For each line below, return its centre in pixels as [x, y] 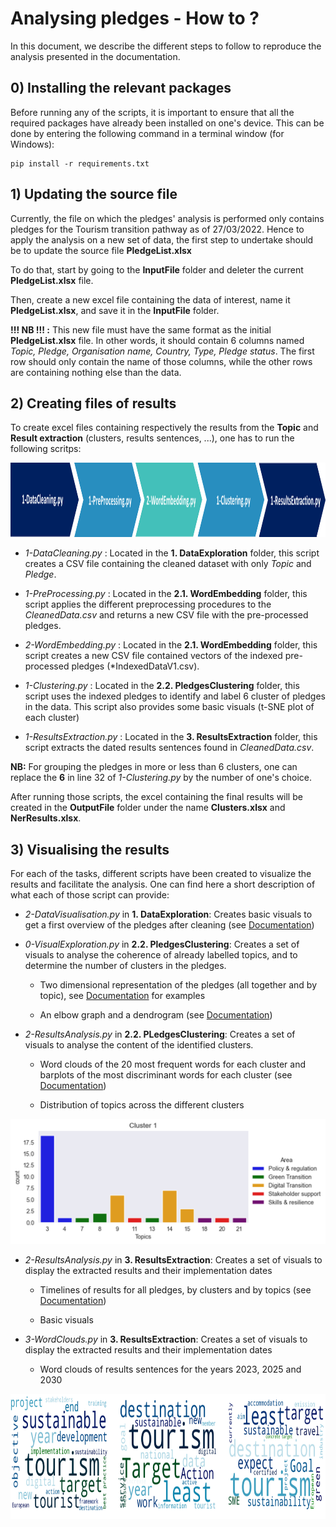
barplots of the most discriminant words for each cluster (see [166, 1075]
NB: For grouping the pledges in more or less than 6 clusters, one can [154, 767]
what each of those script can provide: [90, 895]
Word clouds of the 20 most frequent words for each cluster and [172, 1064]
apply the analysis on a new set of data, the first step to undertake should [162, 239]
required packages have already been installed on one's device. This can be [167, 123]
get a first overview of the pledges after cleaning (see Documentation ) [169, 925]
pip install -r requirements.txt [80, 163]
